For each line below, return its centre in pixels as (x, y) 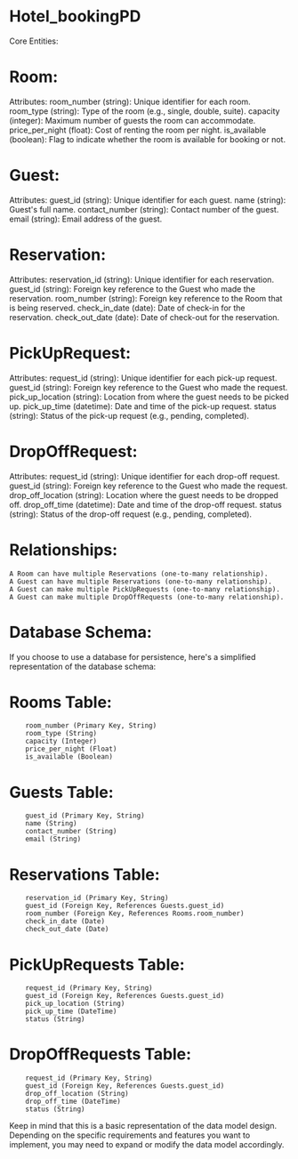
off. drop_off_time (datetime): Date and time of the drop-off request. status (145, 504)
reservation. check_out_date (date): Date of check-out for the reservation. (145, 317)
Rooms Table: (61, 702)
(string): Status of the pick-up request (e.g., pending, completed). (129, 415)
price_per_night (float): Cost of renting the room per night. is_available (138, 130)
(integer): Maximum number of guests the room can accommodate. (133, 120)
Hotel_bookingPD (75, 16)
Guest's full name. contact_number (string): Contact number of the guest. (144, 209)
